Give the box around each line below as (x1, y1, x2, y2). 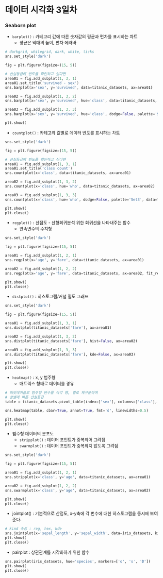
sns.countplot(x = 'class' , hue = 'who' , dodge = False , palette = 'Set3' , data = (5, 197, 158, 202)
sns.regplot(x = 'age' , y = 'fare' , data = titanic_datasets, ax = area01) (5, 258, 145, 263)
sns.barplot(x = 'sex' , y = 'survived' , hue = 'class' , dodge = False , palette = (5, 112, 155, 117)
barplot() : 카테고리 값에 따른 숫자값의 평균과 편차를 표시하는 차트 (12, 34, 138, 39)
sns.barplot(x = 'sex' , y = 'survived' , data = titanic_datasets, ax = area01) (5, 85, 153, 90)
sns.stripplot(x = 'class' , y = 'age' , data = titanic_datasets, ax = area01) (5, 475, 151, 480)
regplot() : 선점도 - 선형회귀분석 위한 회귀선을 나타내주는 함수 (12, 220, 131, 226)
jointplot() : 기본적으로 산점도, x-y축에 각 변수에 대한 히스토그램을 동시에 (12, 510, 149, 516)
